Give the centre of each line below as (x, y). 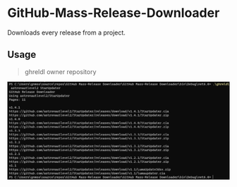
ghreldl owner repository (60, 71)
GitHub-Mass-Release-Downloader (114, 13)
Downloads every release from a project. (66, 32)
